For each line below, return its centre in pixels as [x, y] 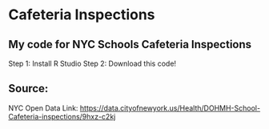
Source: [28, 89]
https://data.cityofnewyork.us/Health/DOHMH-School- [170, 108]
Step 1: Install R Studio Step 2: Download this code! [92, 63]
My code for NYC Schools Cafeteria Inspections [130, 44]
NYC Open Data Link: [43, 108]
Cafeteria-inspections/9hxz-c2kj [62, 116]
